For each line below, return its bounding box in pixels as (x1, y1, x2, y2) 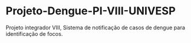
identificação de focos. (5, 30, 63, 37)
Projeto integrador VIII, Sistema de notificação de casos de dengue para (5, 24, 186, 31)
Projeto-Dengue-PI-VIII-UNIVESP (5, 4, 176, 18)
